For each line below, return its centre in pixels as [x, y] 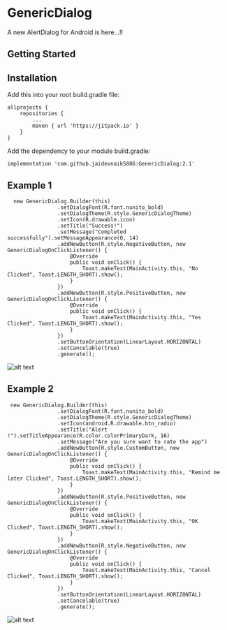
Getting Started [42, 54]
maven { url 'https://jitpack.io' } [86, 126]
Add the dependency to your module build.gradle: [79, 151]
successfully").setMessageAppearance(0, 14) [73, 238]
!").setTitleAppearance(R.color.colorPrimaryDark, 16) [89, 435]
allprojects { [28, 108]
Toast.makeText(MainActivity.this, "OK [140, 521]
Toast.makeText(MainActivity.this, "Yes [141, 317]
